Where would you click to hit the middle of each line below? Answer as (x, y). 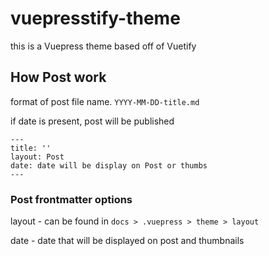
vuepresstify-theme (95, 18)
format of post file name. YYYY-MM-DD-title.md (105, 101)
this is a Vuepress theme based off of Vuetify (103, 46)
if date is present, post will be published (92, 121)
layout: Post (37, 157)
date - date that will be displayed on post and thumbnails (127, 241)
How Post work (58, 77)
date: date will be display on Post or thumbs (109, 165)
